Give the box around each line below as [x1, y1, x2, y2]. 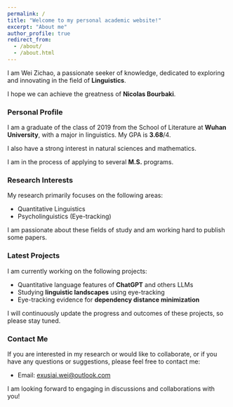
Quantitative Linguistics [17, 205, 86, 213]
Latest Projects [7, 251, 60, 260]
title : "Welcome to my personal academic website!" [7, 17, 161, 24]
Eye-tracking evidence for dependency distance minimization [17, 295, 200, 304]
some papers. [7, 233, 48, 242]
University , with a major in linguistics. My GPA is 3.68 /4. [7, 131, 171, 139]
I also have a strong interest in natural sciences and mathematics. [7, 145, 197, 153]
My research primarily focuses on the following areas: [7, 191, 164, 200]
